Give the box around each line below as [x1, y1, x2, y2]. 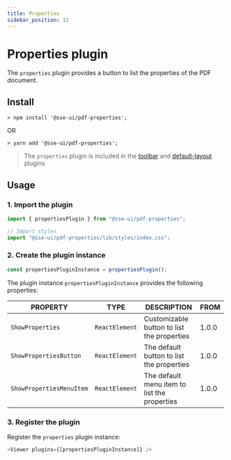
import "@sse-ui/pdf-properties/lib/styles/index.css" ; [7, 234, 170, 241]
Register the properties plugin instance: [7, 433, 121, 441]
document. [7, 76, 38, 85]
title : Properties [7, 10, 60, 17]
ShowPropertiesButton [10, 352, 81, 359]
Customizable [144, 314, 189, 324]
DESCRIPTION [145, 302, 192, 312]
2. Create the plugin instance [7, 251, 106, 260]
